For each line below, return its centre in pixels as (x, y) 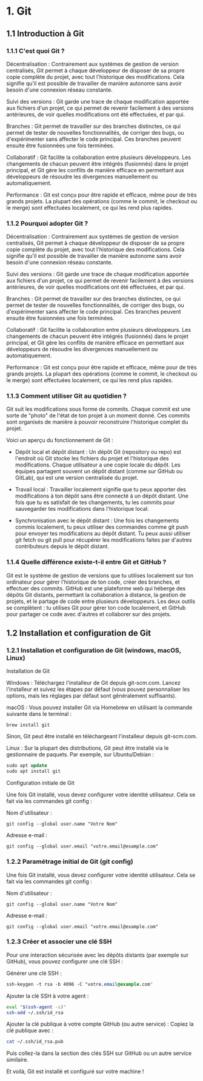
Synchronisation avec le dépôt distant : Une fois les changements (97, 520)
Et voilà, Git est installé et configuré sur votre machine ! (75, 1071)
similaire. (18, 1060)
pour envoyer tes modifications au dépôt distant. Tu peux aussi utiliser (103, 534)
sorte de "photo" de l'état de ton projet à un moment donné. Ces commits (98, 416)
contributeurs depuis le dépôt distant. (62, 547)
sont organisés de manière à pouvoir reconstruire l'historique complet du (97, 422)
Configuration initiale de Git (40, 783)
